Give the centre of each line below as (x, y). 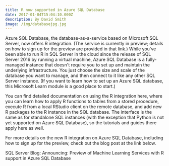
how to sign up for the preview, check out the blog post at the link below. (81, 143)
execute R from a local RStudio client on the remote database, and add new (83, 107)
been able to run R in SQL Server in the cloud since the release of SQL (78, 54)
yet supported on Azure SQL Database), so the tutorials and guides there (81, 123)
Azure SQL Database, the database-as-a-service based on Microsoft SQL (82, 38)
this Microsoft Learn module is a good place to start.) (61, 87)
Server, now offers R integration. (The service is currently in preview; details (84, 44)
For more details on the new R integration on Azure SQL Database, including (84, 138)
